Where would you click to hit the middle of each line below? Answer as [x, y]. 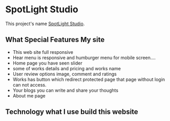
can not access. [30, 85]
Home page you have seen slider [48, 63]
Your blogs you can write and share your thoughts [66, 90]
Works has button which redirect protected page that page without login [89, 79]
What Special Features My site [55, 40]
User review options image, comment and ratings [65, 74]
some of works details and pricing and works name [67, 68]
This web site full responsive [43, 52]
